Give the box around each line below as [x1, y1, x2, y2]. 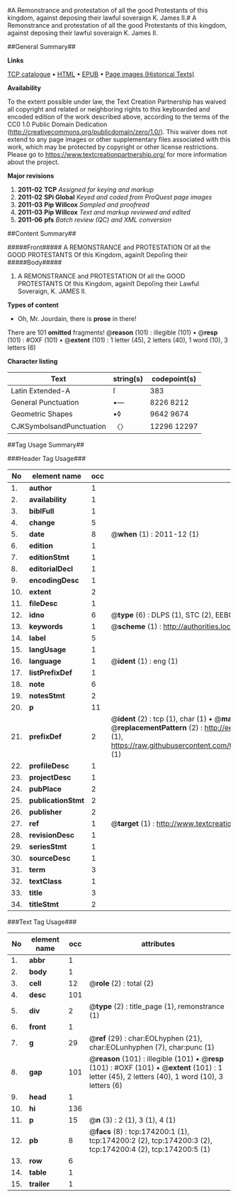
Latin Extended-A [11, 386, 71, 396]
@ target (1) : [110, 819, 155, 828]
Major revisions [7, 172, 55, 180]
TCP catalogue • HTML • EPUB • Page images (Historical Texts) [7, 70, 195, 78]
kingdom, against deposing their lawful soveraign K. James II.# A [7, 13, 197, 22]
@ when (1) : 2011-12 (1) [110, 529, 200, 539]
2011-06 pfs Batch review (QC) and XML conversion [17, 216, 172, 224]
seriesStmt [29, 842, 67, 851]
